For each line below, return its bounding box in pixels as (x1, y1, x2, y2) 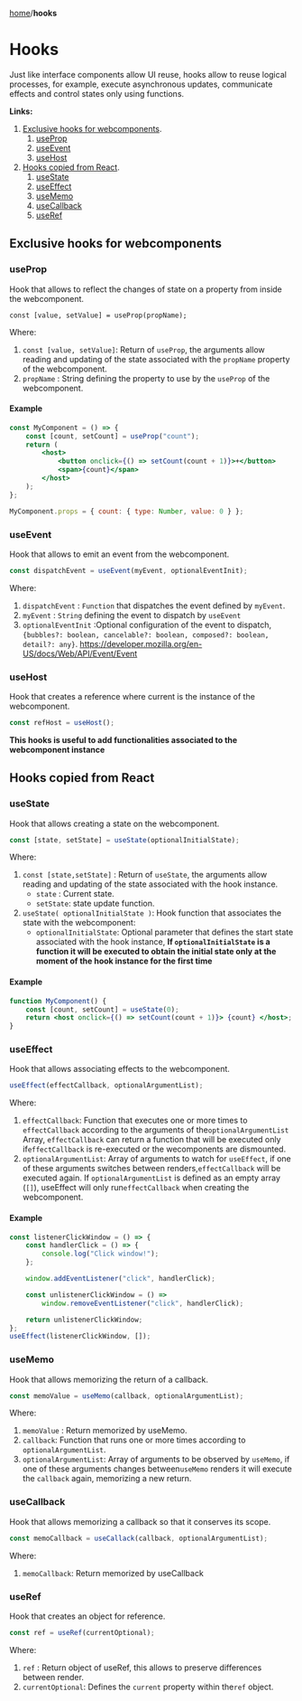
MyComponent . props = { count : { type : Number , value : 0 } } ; (9, 506, 244, 516)
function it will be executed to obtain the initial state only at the (35, 946, 277, 957)
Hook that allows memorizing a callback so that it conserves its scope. (9, 1516, 271, 1527)
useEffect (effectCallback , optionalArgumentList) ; (9, 1081, 204, 1090)
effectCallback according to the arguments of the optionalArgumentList (22, 1124, 289, 1135)
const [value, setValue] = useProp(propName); (9, 311, 188, 320)
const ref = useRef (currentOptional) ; (9, 1628, 155, 1637)
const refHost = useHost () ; (9, 719, 115, 728)
